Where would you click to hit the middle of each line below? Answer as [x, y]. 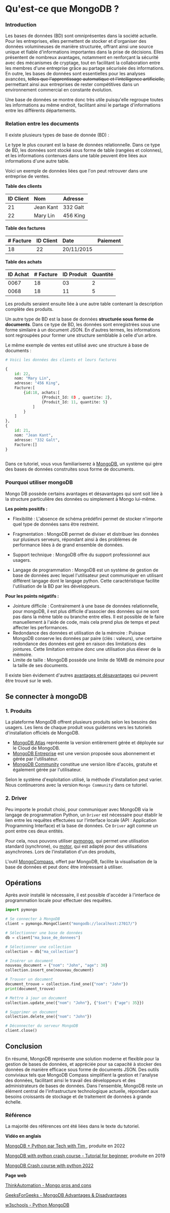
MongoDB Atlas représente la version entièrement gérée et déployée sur [88, 743]
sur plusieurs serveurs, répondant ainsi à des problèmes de [75, 539]
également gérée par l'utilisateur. [47, 770]
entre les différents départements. [41, 110]
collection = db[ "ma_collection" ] [42, 951]
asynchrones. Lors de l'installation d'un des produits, [61, 851]
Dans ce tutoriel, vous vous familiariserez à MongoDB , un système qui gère [84, 464]
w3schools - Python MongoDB [37, 1205]
